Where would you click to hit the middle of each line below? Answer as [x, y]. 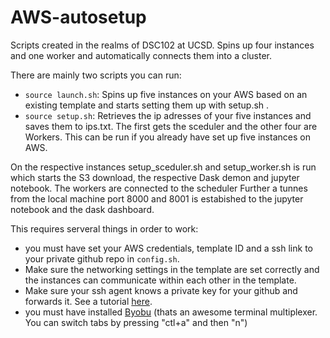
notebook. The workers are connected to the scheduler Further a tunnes [159, 188]
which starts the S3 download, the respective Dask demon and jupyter [155, 177]
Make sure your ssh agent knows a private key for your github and [161, 290]
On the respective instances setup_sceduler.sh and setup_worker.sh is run [163, 167]
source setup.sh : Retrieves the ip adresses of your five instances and [168, 115]
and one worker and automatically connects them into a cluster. [141, 55]
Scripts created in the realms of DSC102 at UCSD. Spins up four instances [162, 45]
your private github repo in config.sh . [102, 258]
